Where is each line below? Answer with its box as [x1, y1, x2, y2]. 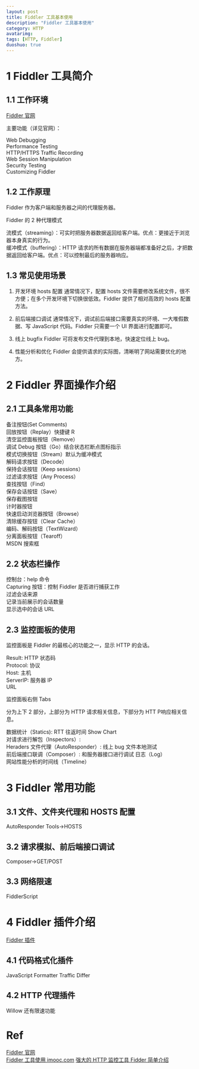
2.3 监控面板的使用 [6, 625, 76, 635]
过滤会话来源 [6, 591, 38, 598]
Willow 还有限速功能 [6, 1007, 55, 1014]
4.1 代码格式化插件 [6, 955, 73, 965]
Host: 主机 [6, 669, 32, 677]
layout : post [6, 8, 39, 15]
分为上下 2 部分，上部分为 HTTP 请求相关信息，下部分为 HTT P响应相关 [6, 708, 182, 715]
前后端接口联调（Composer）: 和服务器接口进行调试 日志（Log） [6, 751, 166, 758]
